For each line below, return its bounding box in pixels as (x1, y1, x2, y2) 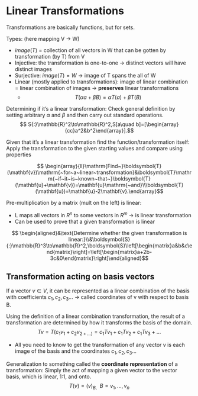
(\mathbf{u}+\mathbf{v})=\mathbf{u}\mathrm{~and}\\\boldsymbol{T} (15, 181, 184, 188)
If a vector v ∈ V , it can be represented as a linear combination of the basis (6, 287, 190, 294)
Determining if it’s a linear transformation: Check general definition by (6, 105, 176, 112)
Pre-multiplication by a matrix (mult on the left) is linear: (6, 199, 142, 206)
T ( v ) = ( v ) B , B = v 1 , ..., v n (69, 382, 130, 391)
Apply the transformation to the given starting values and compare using (6, 144, 183, 152)
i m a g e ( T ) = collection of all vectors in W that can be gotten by (14, 46, 167, 54)
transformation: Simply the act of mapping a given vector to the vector (6, 366, 177, 374)
